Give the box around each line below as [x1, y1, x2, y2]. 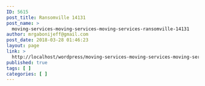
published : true [6, 59, 48, 65]
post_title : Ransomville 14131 [6, 15, 86, 21]
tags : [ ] [6, 65, 32, 71]
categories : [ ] [6, 71, 48, 77]
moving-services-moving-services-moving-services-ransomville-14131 [12, 25, 190, 32]
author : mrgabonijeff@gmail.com [6, 31, 88, 38]
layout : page [6, 43, 40, 49]
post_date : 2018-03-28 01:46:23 [6, 37, 88, 43]
